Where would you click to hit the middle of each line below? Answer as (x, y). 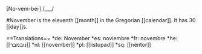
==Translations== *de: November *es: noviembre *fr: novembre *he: (92, 38)
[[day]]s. (17, 27)
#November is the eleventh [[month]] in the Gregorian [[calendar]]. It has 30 (101, 20)
